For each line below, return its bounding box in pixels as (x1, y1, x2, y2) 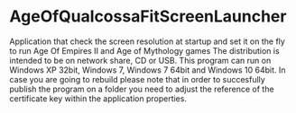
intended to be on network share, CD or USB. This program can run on (9, 55, 272, 65)
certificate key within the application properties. (9, 92, 188, 104)
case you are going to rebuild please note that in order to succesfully (9, 74, 266, 84)
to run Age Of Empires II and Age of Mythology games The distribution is (9, 45, 280, 56)
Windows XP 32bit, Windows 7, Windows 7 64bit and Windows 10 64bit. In (9, 65, 286, 75)
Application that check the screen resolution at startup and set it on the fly (9, 36, 286, 47)
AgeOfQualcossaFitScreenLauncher (9, 6, 287, 27)
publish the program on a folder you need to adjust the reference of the (9, 83, 274, 94)
